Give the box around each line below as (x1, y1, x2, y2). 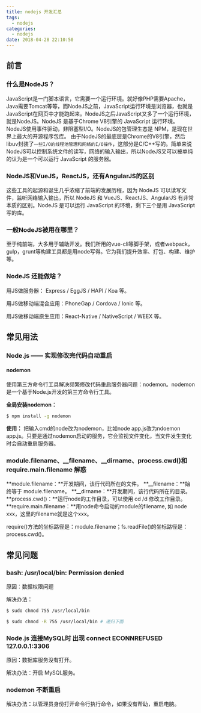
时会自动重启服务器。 (6, 440, 59, 447)
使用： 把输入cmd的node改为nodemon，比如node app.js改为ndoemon (6, 425, 181, 432)
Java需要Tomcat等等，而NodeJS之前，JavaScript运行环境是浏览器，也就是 (6, 102, 193, 110)
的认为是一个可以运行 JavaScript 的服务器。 (6, 155, 115, 163)
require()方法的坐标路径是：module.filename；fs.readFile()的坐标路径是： (6, 523, 188, 531)
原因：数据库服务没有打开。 (6, 656, 75, 663)
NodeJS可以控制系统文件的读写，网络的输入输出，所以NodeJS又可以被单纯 (6, 148, 193, 155)
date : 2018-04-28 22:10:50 (6, 37, 74, 43)
